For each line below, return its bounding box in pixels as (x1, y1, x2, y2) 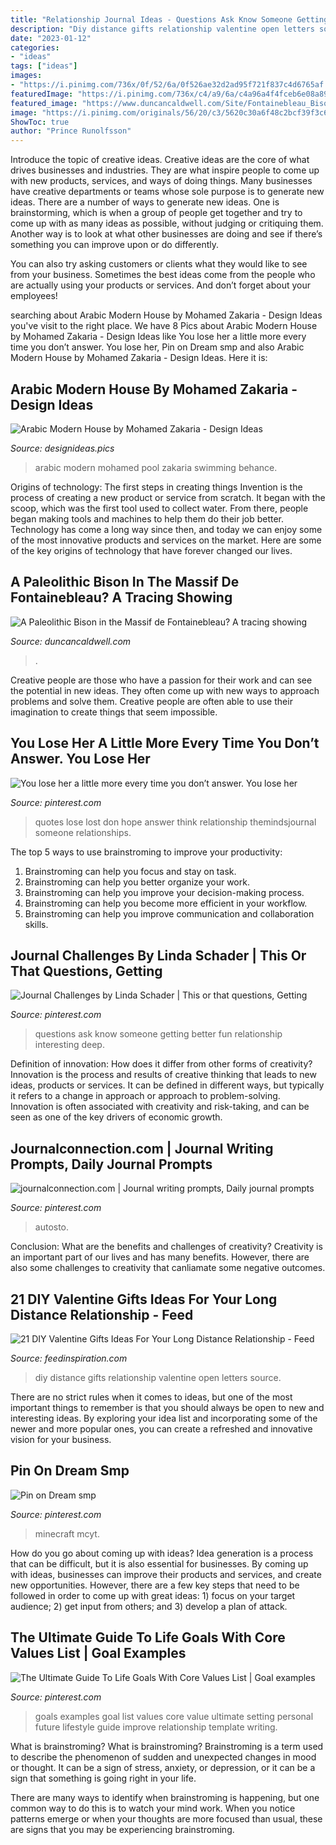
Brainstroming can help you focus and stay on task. (24, 865, 237, 877)
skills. (24, 918, 49, 930)
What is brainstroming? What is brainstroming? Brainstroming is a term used (10, 1740, 324, 1752)
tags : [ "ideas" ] (10, 61, 78, 71)
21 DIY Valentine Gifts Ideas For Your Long (10, 1291, 278, 1308)
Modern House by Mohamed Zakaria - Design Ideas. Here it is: (10, 352, 268, 364)
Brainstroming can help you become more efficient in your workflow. (24, 897, 308, 909)
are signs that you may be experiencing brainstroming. (10, 1823, 235, 1835)
